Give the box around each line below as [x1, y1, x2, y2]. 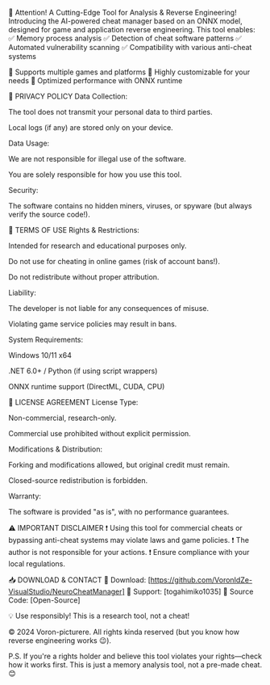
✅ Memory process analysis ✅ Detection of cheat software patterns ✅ [8, 33, 242, 43]
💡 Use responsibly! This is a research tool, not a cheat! [8, 611, 190, 620]
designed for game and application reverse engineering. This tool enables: [8, 25, 255, 34]
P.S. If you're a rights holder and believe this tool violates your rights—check [8, 651, 262, 661]
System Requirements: [8, 335, 84, 344]
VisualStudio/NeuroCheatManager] [8, 586, 125, 596]
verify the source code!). [8, 210, 90, 219]
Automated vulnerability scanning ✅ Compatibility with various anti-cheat [8, 43, 252, 52]
